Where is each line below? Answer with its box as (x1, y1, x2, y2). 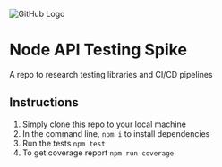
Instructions (9, 95, 79, 111)
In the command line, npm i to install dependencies (21, 128, 210, 138)
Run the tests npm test (21, 138, 106, 148)
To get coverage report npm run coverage (21, 147, 175, 158)
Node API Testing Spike (9, 40, 188, 60)
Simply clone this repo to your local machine (21, 119, 186, 129)
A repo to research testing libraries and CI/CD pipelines (9, 69, 213, 79)
